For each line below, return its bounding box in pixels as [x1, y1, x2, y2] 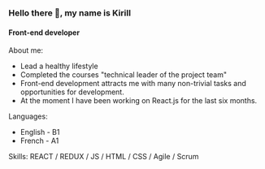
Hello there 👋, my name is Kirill [8, 7, 132, 19]
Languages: [8, 111, 48, 121]
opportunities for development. [20, 87, 124, 97]
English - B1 [20, 128, 60, 137]
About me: [8, 45, 43, 55]
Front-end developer [8, 28, 80, 37]
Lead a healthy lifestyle [20, 61, 99, 71]
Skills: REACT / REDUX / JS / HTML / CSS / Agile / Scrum [8, 152, 199, 162]
